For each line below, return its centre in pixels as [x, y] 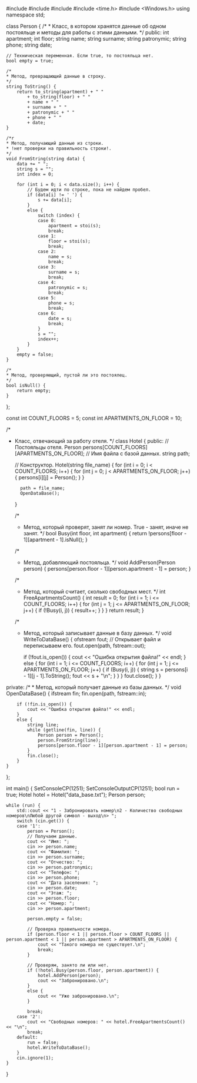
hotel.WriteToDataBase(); [59, 1048]
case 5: [47, 298]
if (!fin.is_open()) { [44, 704]
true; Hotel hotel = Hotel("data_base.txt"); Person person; [76, 795]
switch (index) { [59, 216]
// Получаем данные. [52, 836]
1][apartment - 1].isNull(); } [56, 539]
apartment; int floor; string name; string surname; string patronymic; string [96, 39]
